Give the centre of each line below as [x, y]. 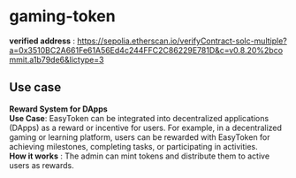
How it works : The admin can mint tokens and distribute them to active [140, 156]
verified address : [42, 41]
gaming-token [63, 16]
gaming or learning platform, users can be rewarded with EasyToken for [140, 137]
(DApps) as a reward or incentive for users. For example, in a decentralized [146, 128]
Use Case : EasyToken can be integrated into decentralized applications [139, 118]
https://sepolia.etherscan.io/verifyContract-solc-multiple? [182, 41]
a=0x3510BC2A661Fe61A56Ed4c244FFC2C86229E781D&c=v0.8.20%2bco [146, 50]
